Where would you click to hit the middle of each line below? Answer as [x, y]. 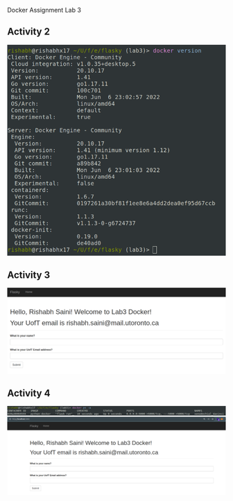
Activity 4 [29, 393]
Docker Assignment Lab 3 [44, 10]
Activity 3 [29, 275]
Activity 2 [29, 32]
